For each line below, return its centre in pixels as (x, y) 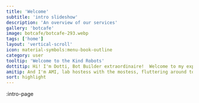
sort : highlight (26, 77)
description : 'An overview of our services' (62, 22)
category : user (25, 55)
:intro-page (20, 94)
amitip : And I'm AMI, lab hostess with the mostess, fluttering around (96, 72)
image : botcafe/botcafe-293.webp (47, 34)
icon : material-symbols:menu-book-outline (59, 50)
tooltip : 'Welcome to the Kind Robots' (55, 61)
